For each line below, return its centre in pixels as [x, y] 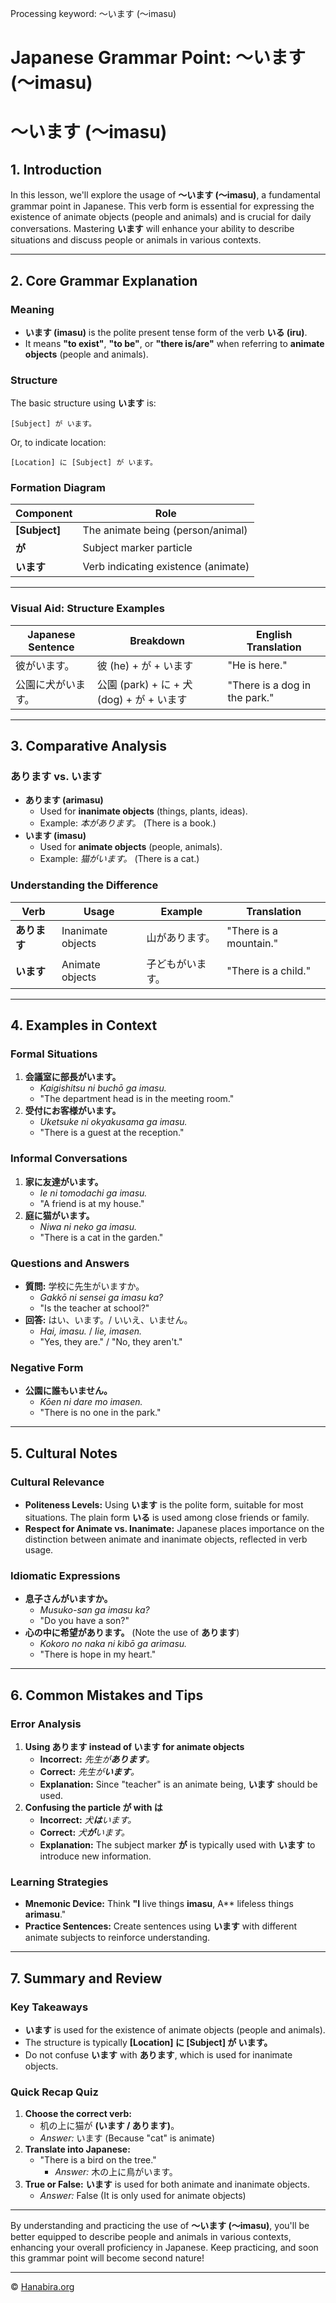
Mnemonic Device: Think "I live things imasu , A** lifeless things [159, 1904]
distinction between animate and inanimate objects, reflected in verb [166, 1539]
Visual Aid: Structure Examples [87, 609]
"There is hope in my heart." [98, 1654]
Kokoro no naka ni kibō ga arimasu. [113, 1644]
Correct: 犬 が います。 [84, 1832]
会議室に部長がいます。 [73, 1077]
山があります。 [181, 937]
